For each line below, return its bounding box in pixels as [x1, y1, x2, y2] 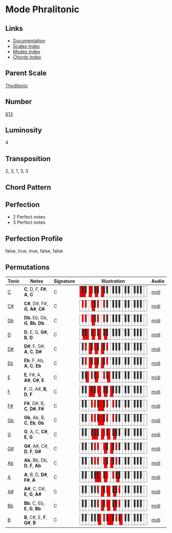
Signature [53, 278, 75, 284]
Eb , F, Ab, [24, 357, 45, 364]
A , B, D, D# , [24, 471, 49, 478]
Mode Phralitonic [5, 4, 79, 15]
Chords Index [12, 54, 41, 60]
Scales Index [12, 43, 40, 49]
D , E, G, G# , [24, 329, 49, 335]
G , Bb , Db [24, 320, 45, 327]
